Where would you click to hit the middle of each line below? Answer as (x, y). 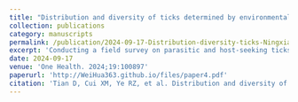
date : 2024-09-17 (41, 59)
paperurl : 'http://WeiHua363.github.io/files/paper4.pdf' (118, 75)
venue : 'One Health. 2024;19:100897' (79, 67)
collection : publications (57, 26)
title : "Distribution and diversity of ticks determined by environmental (150, 17)
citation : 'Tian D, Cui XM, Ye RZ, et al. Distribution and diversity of (149, 83)
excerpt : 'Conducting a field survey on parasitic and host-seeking (138, 51)
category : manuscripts (51, 34)
